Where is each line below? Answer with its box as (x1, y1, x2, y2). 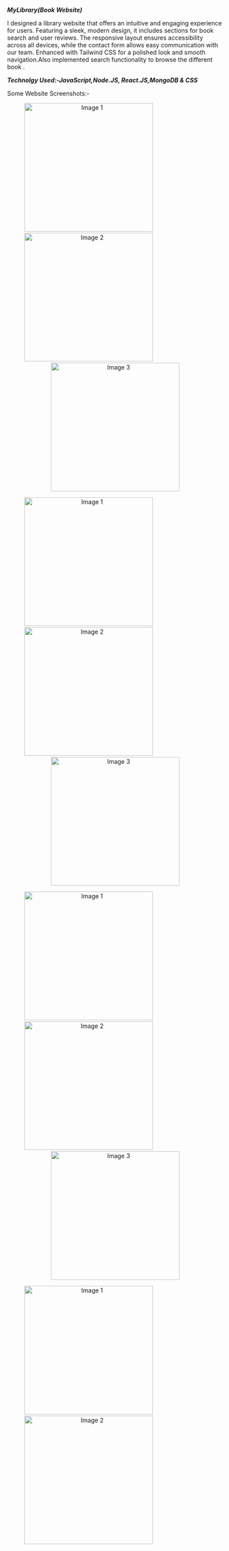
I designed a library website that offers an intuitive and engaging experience (7, 19, 222, 27)
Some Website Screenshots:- (7, 89, 90, 97)
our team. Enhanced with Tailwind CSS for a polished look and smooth (7, 48, 206, 56)
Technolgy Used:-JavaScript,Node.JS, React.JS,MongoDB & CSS (7, 76, 198, 84)
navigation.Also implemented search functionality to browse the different (7, 56, 213, 64)
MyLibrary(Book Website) (7, 6, 83, 14)
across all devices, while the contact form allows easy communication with (7, 41, 219, 49)
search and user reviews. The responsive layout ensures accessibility (7, 34, 204, 42)
